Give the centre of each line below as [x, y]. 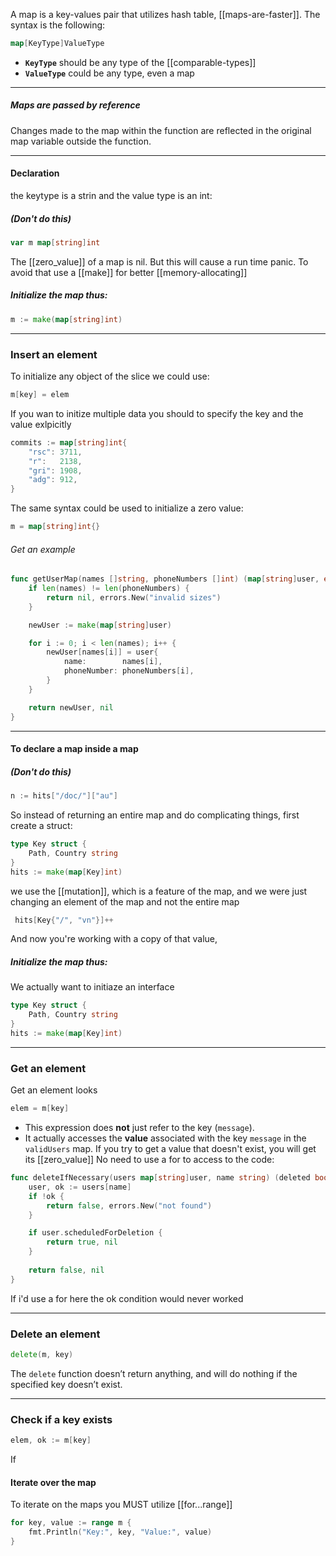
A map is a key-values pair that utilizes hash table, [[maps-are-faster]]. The [165, 14]
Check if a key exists [61, 1419]
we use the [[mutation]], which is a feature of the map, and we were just [159, 891]
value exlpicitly [41, 424]
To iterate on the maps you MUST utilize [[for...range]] [121, 1505]
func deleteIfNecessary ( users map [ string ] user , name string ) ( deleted [160, 1178]
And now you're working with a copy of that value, [114, 939]
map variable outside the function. [81, 141]
